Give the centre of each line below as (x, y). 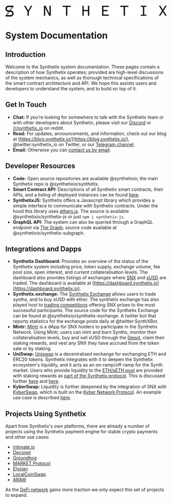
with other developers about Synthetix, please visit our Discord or (82, 122)
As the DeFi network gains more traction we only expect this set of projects (85, 490)
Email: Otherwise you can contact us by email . (62, 150)
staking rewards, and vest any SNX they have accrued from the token (86, 343)
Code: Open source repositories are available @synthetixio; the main (85, 178)
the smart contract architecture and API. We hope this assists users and (81, 83)
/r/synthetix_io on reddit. (39, 128)
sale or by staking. (32, 349)
